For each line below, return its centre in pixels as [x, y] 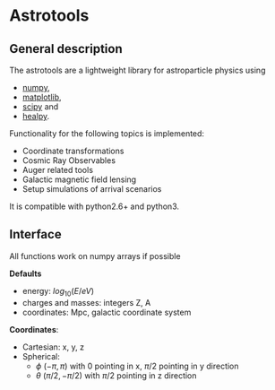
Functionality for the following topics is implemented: [107, 134]
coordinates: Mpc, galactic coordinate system [107, 312]
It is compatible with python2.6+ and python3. [95, 206]
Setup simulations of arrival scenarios [92, 189]
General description [66, 49]
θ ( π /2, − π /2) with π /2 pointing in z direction [116, 375]
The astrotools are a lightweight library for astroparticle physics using [137, 70]
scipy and [40, 107]
